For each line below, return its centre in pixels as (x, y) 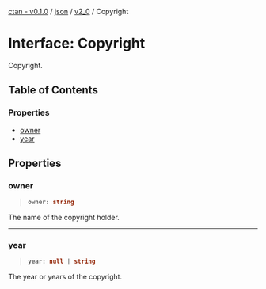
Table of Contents (53, 90)
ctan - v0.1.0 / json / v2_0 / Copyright (68, 11)
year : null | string (61, 262)
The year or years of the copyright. (65, 277)
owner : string (51, 202)
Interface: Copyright (77, 44)
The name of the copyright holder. (64, 218)
